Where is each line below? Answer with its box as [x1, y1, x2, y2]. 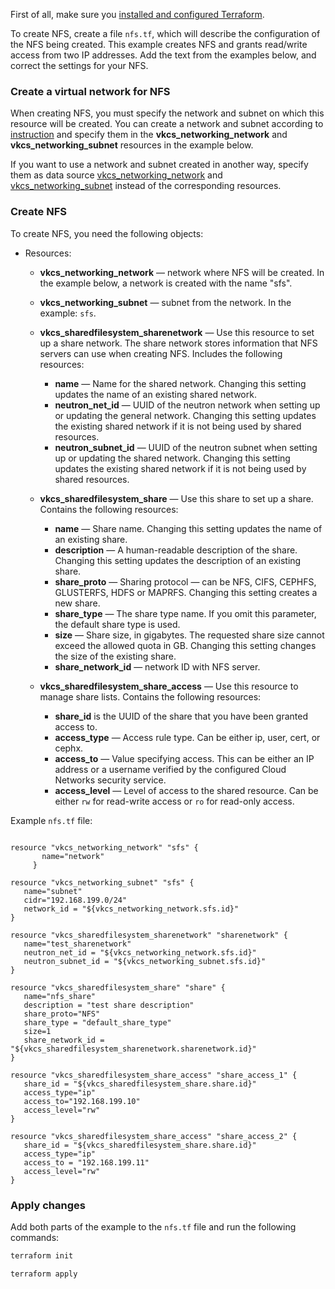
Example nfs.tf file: [10, 814, 93, 826]
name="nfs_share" [23, 991, 97, 1001]
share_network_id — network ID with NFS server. [54, 660, 261, 673]
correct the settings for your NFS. [10, 60, 149, 71]
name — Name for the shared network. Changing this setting [54, 377, 307, 389]
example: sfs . [39, 307, 97, 319]
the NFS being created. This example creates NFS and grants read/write [10, 39, 308, 50]
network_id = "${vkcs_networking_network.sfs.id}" [23, 904, 240, 914]
